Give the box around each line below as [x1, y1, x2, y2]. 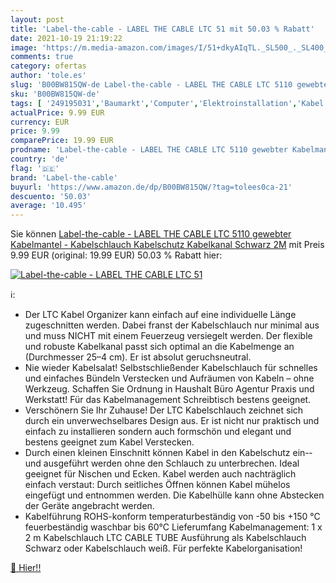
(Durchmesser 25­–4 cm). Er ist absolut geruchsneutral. [24, 351, 252, 363]
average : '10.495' [10, 201, 87, 211]
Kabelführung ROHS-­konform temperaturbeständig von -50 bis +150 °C [24, 511, 321, 523]
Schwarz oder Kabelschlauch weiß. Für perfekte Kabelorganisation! [24, 542, 303, 555]
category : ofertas [10, 61, 87, 71]
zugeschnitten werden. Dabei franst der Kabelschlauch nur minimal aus [24, 319, 320, 331]
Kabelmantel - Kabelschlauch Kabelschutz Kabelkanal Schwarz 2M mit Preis [10, 239, 325, 251]
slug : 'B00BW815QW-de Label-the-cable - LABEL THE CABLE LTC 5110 [10, 80, 293, 90]
